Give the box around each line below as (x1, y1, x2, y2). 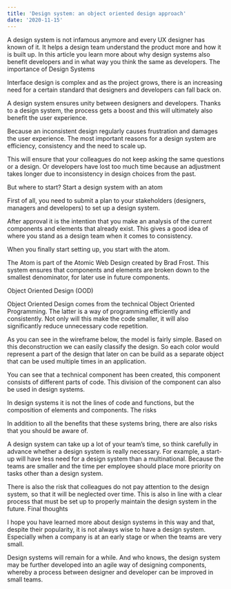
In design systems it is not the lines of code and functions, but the (7, 398, 194, 407)
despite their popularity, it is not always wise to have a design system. (7, 525, 205, 533)
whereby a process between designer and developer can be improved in (7, 568, 214, 576)
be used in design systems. (7, 385, 85, 393)
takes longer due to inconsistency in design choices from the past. (7, 170, 197, 178)
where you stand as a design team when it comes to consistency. (7, 232, 193, 240)
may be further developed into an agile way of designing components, (7, 560, 207, 569)
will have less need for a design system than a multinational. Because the (16, 455, 224, 463)
